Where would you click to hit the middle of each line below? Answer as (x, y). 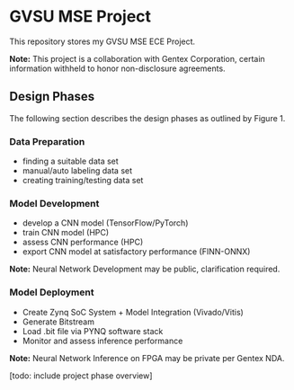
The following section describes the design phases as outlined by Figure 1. (147, 118)
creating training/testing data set (83, 181)
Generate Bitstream (58, 322)
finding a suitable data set (70, 161)
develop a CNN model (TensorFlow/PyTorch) (105, 223)
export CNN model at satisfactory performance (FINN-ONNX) (136, 252)
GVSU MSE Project (80, 17)
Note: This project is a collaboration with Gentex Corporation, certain (137, 58)
